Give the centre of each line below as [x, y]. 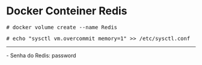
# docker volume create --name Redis [62, 27]
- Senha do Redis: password [41, 55]
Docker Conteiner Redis [67, 11]
